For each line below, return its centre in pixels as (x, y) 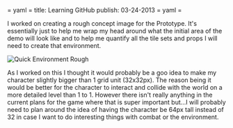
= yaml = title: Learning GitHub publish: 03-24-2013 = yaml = (95, 10)
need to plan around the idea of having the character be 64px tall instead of (116, 110)
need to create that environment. (54, 46)
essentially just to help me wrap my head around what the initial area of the (115, 31)
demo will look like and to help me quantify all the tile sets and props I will (112, 38)
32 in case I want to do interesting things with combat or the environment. (113, 117)
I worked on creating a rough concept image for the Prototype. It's (102, 23)
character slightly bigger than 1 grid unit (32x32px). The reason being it (109, 80)
